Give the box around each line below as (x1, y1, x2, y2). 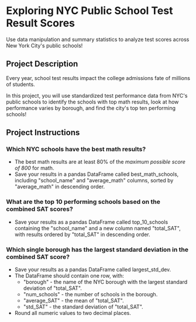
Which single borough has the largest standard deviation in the (6, 245, 189, 254)
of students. (6, 81, 35, 88)
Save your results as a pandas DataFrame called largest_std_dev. (14, 266, 171, 273)
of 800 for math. (14, 165, 54, 172)
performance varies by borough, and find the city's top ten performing (6, 104, 176, 112)
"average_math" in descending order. (14, 183, 105, 191)
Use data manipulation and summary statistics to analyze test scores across (6, 36, 190, 43)
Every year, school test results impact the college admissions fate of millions (6, 74, 190, 81)
